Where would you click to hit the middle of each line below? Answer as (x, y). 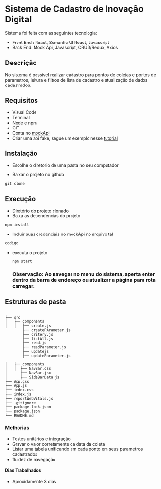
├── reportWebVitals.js (29, 399)
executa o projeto (30, 252)
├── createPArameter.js (46, 330)
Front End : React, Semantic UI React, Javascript (61, 42)
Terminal (21, 117)
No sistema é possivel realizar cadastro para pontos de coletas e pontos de (81, 75)
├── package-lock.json (28, 407)
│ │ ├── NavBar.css (28, 369)
